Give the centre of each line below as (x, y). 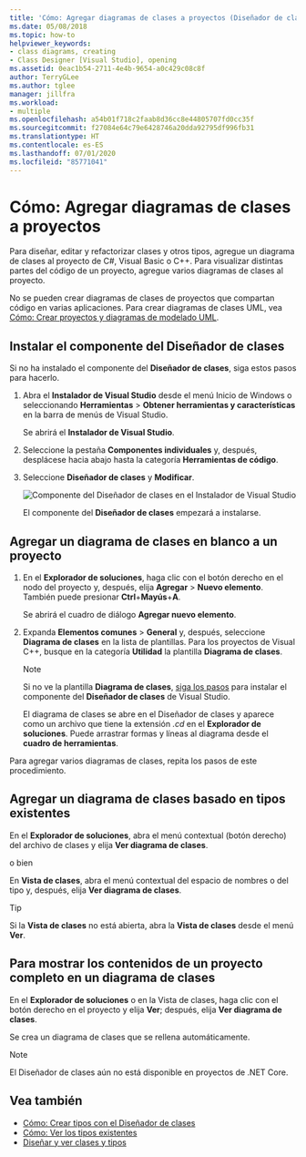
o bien (21, 863)
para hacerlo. (35, 378)
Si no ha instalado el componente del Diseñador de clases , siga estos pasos (153, 368)
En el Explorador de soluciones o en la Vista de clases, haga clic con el (144, 999)
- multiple (30, 111)
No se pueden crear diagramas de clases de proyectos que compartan (142, 298)
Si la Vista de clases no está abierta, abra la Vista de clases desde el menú (152, 925)
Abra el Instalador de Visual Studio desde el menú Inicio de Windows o (157, 395)
